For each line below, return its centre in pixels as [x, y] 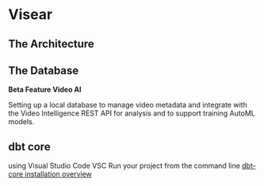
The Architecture [52, 44]
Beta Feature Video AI [45, 89]
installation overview [59, 174]
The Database [44, 70]
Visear [31, 15]
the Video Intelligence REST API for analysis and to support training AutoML [132, 113]
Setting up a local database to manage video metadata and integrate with [128, 105]
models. [21, 122]
